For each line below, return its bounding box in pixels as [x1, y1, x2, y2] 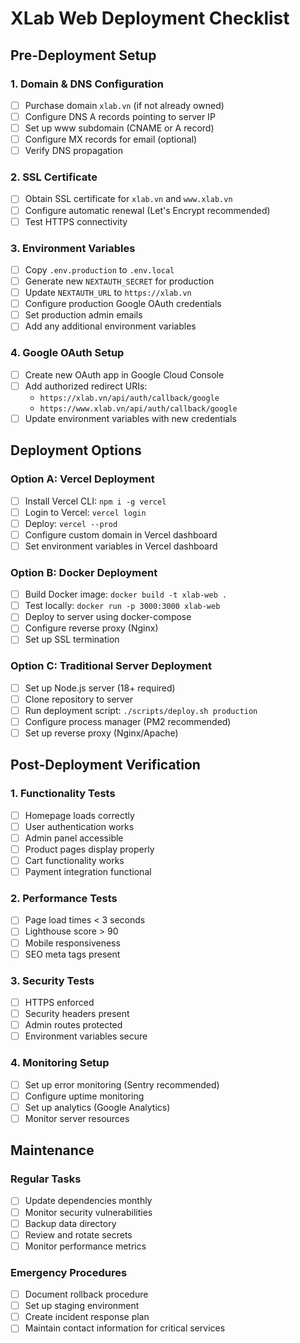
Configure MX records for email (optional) [24, 133, 198, 146]
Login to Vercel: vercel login [24, 506, 147, 518]
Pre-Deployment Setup [10, 47, 157, 64]
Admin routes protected [24, 1019, 123, 1031]
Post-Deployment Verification [10, 757, 201, 774]
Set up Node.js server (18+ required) [24, 682, 176, 694]
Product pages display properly [24, 843, 155, 855]
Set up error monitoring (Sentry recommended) [24, 1078, 220, 1091]
